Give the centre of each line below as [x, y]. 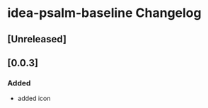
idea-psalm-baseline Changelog [104, 13]
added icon [34, 98]
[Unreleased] [37, 39]
